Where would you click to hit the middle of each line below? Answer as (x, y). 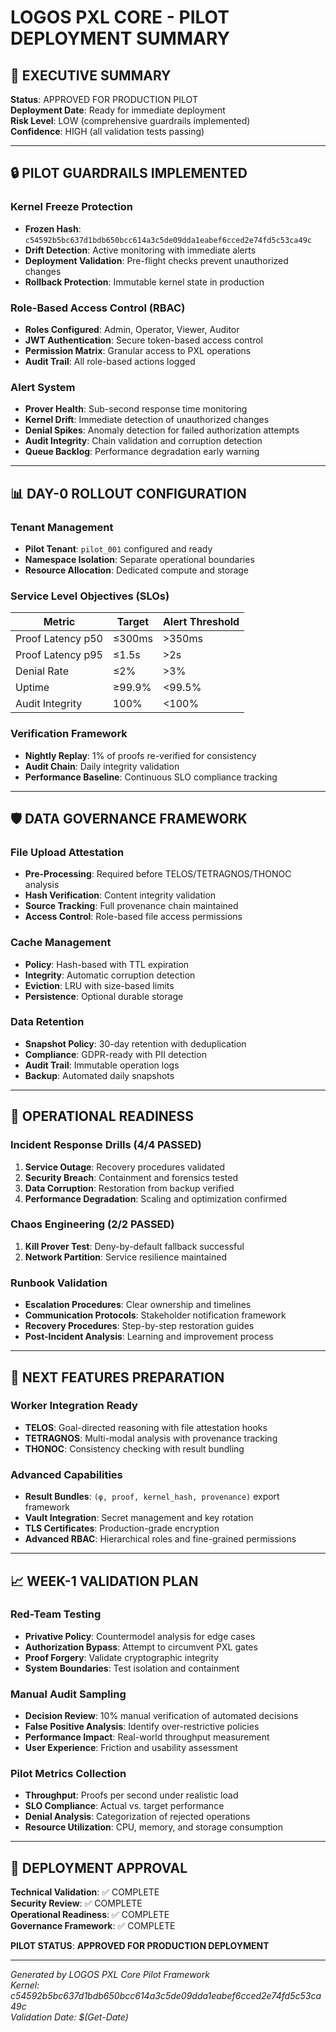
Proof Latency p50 (59, 639)
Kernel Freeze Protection (71, 207)
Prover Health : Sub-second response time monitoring (136, 409)
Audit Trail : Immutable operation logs (102, 1065)
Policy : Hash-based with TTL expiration (107, 964)
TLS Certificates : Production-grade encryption (122, 1528)
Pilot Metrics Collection (68, 1774)
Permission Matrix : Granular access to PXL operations (138, 350)
